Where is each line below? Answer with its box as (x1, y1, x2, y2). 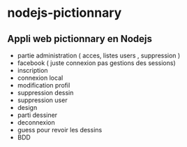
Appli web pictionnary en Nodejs (7, 33, 152, 45)
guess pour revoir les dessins (17, 126, 103, 134)
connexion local (17, 73, 63, 82)
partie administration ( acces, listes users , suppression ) (17, 51, 181, 59)
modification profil (17, 81, 70, 89)
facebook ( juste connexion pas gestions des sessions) (17, 59, 176, 67)
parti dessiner (17, 111, 58, 119)
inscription (17, 66, 48, 74)
